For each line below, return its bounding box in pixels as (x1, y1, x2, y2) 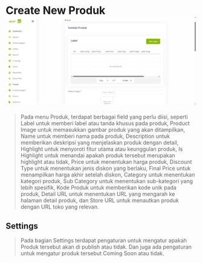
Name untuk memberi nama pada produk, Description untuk (20, 132, 171, 140)
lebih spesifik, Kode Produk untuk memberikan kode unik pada (20, 184, 177, 191)
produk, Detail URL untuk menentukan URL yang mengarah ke (20, 190, 175, 198)
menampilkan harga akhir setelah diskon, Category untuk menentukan (20, 171, 195, 178)
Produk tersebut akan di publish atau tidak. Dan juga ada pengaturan (20, 243, 192, 251)
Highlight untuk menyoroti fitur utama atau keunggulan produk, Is (20, 146, 183, 153)
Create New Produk (5, 4, 106, 18)
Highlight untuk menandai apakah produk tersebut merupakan (20, 152, 176, 159)
